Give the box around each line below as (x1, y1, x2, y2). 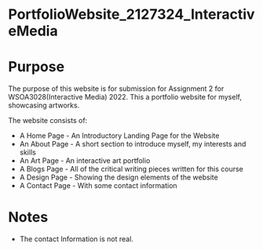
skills (19, 147, 37, 158)
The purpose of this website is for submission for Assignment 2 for (8, 84, 225, 93)
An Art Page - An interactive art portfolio (19, 156, 151, 165)
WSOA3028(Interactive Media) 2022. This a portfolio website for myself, (8, 92, 242, 102)
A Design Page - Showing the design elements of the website (19, 172, 218, 182)
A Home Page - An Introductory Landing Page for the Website (19, 131, 220, 140)
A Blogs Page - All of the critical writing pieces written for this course (19, 165, 243, 174)
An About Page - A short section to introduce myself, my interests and (19, 139, 247, 149)
